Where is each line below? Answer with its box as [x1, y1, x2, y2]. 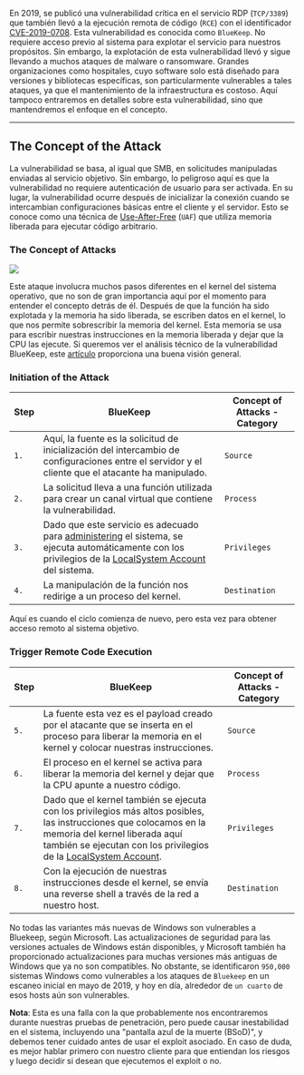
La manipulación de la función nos [43, 579, 189, 591]
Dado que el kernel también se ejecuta [43, 793, 206, 806]
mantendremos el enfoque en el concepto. [9, 104, 168, 114]
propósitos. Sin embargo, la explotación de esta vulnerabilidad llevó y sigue [9, 46, 291, 57]
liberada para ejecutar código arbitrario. [9, 220, 158, 231]
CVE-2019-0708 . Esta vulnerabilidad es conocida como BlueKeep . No [9, 27, 266, 37]
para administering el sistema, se [43, 530, 184, 542]
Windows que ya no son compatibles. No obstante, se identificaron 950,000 [9, 961, 290, 972]
